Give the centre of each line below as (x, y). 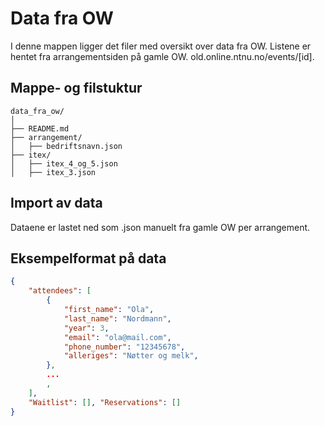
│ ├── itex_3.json (53, 172)
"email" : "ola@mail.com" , (117, 337)
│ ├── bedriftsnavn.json (66, 146)
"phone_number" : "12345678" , (124, 347)
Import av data (56, 203)
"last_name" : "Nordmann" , (117, 318)
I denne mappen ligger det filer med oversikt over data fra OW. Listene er (161, 46)
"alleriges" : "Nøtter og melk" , (131, 356)
